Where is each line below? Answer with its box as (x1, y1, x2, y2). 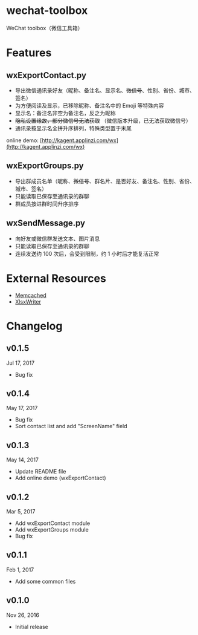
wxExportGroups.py (6, 161, 85, 171)
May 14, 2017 (6, 456, 39, 463)
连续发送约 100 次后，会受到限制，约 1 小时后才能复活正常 (14, 250, 159, 257)
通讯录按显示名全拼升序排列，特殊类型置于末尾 (14, 125, 132, 132)
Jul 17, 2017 (6, 359, 35, 366)
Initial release (14, 623, 48, 630)
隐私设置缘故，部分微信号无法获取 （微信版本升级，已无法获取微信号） (14, 117, 191, 124)
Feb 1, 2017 (6, 566, 34, 573)
